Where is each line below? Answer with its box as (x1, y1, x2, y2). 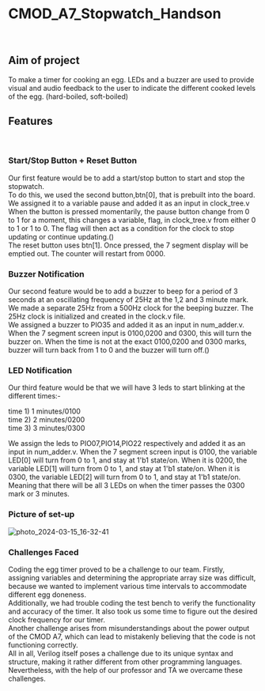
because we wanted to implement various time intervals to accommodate (8, 582, 248, 591)
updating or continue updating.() (8, 232, 115, 241)
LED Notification (8, 365, 73, 376)
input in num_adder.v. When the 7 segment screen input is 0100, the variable (8, 447, 258, 457)
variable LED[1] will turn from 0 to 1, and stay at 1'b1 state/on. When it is (8, 464, 240, 474)
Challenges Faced (8, 546, 79, 557)
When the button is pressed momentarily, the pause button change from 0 (8, 206, 250, 216)
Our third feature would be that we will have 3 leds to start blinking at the (8, 383, 245, 392)
